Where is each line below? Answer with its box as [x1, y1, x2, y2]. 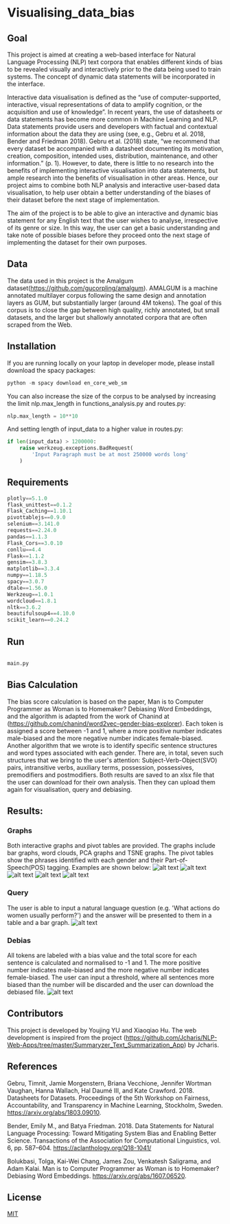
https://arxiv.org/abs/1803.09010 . [7, 1108, 102, 1116]
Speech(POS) [7, 864, 46, 872]
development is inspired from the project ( [7, 1033, 126, 1041]
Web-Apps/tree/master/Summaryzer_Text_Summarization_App [7, 1041, 184, 1049]
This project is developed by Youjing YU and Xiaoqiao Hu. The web [7, 1026, 197, 1034]
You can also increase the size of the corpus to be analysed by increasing [7, 391, 216, 400]
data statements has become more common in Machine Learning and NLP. [7, 115, 218, 123]
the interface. [7, 80, 45, 88]
